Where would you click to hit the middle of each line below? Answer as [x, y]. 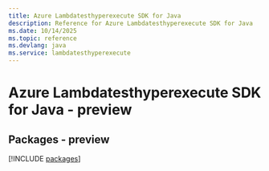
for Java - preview [70, 110]
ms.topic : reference [43, 38]
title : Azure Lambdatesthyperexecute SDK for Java [95, 16]
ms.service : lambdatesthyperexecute [69, 53]
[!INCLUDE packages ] [45, 159]
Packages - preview [59, 139]
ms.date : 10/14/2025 [43, 31]
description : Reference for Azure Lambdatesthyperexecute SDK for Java [130, 23]
